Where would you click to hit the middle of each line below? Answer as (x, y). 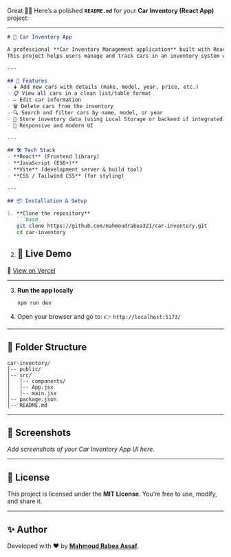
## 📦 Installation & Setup (47, 201)
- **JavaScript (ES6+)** (43, 163)
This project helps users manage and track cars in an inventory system (113, 56)
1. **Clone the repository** (49, 213)
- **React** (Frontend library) (53, 157)
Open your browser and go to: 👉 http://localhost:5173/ (99, 316)
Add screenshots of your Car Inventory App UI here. (81, 449)
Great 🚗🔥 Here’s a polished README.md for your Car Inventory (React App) (111, 11)
